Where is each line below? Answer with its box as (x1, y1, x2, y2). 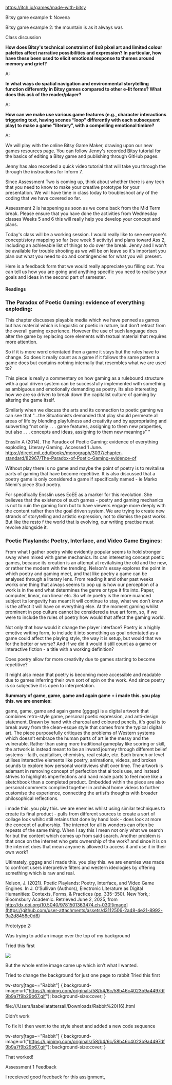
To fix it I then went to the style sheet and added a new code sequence (5, 1023, 156, 1029)
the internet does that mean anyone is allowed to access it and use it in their (5, 844, 166, 850)
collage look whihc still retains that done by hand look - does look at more (5, 816, 162, 823)
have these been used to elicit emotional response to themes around (5, 55, 155, 61)
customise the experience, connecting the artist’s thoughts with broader (5, 790, 158, 796)
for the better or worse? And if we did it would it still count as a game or (5, 641, 157, 647)
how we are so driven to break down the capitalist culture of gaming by (5, 391, 156, 398)
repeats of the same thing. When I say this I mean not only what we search (5, 827, 163, 833)
